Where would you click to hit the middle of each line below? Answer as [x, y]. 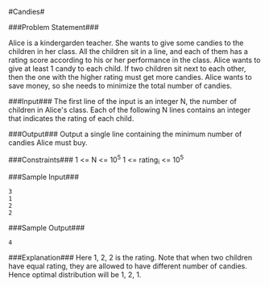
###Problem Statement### [54, 27]
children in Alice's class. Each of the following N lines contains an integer [130, 110]
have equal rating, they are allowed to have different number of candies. [128, 266]
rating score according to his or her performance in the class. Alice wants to [134, 60]
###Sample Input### [43, 177]
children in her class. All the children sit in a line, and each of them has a [128, 51]
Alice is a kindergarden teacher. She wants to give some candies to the [126, 43]
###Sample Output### [47, 228]
